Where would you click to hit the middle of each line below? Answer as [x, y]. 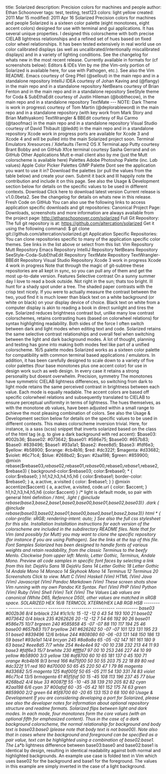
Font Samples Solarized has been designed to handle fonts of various [77, 545]
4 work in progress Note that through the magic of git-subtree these [75, 265]
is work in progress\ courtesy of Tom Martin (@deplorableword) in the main [82, 107]
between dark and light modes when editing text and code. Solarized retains [83, 329]
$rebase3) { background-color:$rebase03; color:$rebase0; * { [69, 471]
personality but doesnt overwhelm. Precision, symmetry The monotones [79, 376]
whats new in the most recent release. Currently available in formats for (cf [82, 60]
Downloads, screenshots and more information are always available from [80, 213]
